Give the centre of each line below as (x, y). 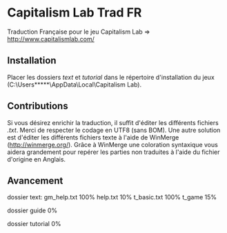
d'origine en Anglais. (37, 159)
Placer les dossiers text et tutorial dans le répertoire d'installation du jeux (111, 77)
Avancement (35, 180)
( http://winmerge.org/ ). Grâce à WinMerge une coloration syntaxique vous (113, 144)
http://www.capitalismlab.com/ (51, 38)
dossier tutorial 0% (34, 224)
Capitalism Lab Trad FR (75, 13)
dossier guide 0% (32, 210)
